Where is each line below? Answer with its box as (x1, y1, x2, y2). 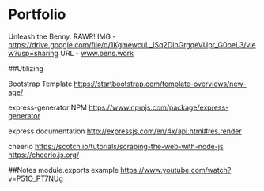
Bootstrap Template (8, 79, 73, 88)
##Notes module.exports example (8, 165, 119, 174)
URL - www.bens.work (60, 48, 134, 58)
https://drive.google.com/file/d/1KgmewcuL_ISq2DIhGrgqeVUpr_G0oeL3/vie (8, 39, 256, 49)
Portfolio (8, 6, 66, 24)
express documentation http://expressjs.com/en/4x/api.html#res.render (8, 126, 243, 136)
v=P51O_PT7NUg (8, 174, 63, 183)
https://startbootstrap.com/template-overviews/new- (74, 79, 247, 88)
